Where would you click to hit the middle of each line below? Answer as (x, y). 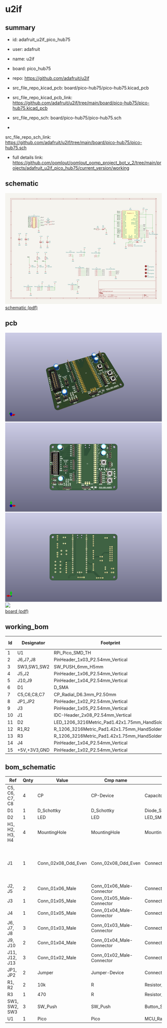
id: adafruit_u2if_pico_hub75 (41, 39)
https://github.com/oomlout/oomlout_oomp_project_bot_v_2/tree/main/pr (87, 163)
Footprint (110, 643)
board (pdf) (17, 611)
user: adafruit (26, 49)
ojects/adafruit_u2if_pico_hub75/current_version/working (71, 168)
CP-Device (103, 796)
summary (20, 28)
